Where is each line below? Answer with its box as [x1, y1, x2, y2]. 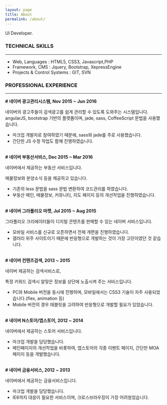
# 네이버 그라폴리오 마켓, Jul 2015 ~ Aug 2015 [5, 208, 96, 214]
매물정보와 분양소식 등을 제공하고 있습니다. [5, 175, 88, 181]
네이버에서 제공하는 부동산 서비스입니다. [5, 164, 83, 170]
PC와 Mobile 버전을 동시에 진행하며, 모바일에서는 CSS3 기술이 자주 [12, 289, 143, 295]
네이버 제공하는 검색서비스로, [5, 268, 61, 274]
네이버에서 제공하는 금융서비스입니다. [5, 377, 77, 384]
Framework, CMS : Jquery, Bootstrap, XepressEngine [12, 64, 122, 70]
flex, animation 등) [27, 295, 65, 301]
